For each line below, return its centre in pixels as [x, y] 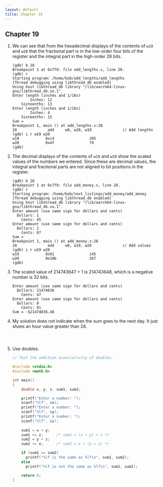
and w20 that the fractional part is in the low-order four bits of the [78, 51]
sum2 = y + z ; [36, 439]
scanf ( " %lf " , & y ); [40, 412]
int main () [23, 380]
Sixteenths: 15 [37, 117]
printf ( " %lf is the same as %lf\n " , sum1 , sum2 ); [77, 457]
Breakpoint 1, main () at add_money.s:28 [55, 242]
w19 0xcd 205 [54, 139]
